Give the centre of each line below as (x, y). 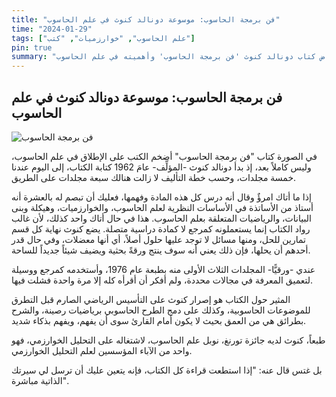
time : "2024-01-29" (52, 29)
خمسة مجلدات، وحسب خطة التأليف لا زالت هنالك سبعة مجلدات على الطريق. (154, 177)
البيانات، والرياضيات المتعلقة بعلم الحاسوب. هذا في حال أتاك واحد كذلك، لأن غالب (161, 218)
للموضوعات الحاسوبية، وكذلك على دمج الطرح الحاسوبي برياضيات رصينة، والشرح (161, 310)
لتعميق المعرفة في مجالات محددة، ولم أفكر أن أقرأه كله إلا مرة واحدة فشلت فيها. (162, 280)
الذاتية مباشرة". (40, 380)
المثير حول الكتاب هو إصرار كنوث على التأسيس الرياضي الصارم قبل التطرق (151, 299)
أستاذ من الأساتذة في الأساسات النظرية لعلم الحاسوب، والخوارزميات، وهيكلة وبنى (162, 207)
